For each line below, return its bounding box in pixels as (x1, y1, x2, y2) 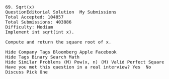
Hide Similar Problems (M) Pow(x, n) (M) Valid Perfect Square (5, 59, 164, 64)
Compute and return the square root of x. (5, 39, 112, 44)
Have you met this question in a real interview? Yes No (5, 64, 151, 69)
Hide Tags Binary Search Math (5, 54, 80, 59)
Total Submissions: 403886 (5, 19, 72, 24)
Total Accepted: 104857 (5, 14, 64, 19)
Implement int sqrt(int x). (5, 29, 74, 34)
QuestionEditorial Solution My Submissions (5, 9, 117, 14)
